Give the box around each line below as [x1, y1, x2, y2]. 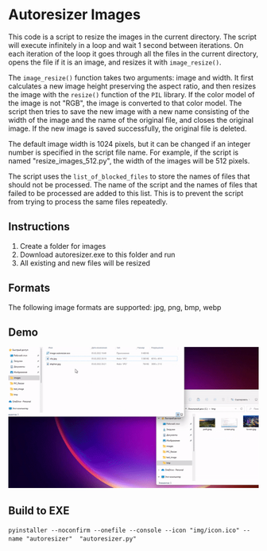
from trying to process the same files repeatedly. [8, 197, 168, 207]
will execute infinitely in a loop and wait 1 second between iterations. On [8, 40, 244, 49]
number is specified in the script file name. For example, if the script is [8, 148, 239, 157]
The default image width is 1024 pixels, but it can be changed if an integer [8, 139, 251, 148]
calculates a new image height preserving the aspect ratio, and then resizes [8, 81, 257, 91]
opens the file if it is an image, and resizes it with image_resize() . [8, 57, 222, 67]
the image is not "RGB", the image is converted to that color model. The [8, 98, 242, 108]
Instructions [8, 220, 70, 234]
